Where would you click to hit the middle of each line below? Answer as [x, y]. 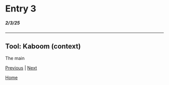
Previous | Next [21, 67]
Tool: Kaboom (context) [43, 46]
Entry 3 [21, 9]
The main [15, 58]
